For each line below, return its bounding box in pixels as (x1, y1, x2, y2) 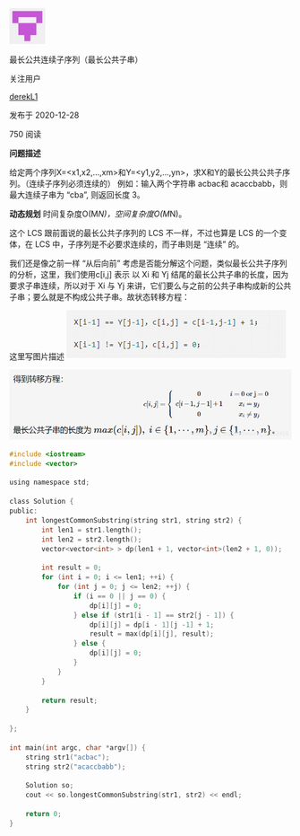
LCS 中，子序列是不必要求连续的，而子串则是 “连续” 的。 (34, 239, 244, 250)
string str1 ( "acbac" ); (25, 752, 110, 761)
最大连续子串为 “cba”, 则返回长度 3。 (9, 189, 145, 200)
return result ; (41, 696, 99, 705)
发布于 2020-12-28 (9, 110, 80, 120)
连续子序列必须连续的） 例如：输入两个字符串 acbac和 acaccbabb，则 (28, 179, 288, 189)
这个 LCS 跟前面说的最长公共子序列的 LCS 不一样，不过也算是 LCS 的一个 (9, 228, 279, 238)
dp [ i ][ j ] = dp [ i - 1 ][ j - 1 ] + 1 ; (89, 620, 215, 629)
